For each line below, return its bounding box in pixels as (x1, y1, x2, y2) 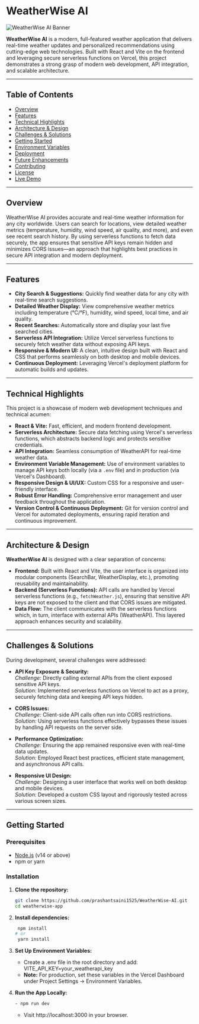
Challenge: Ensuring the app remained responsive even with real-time (14, 742, 185, 749)
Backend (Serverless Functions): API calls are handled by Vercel (14, 586, 175, 593)
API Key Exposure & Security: (14, 668, 89, 675)
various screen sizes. (14, 797, 67, 804)
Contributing (14, 162, 46, 169)
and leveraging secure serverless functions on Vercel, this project (6, 54, 167, 61)
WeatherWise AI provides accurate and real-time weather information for (6, 213, 184, 221)
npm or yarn (14, 857, 45, 865)
